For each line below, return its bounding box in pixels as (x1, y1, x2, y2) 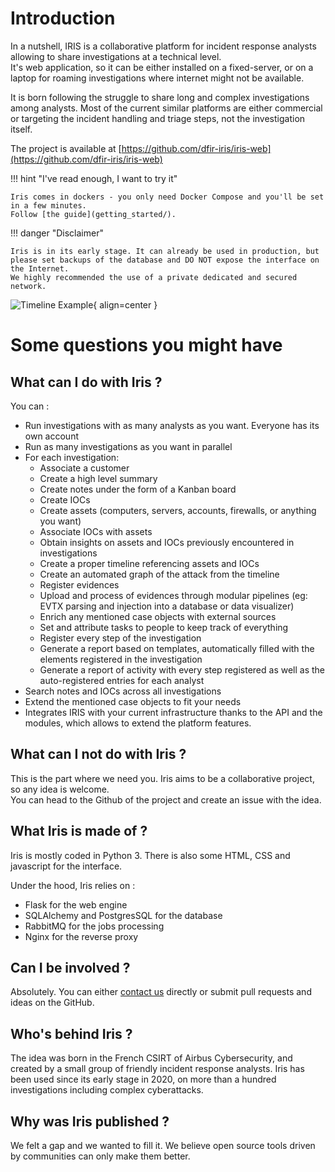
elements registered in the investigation (39, 653, 203, 665)
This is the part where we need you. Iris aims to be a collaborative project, (10, 772, 315, 784)
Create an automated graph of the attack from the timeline (39, 568, 280, 580)
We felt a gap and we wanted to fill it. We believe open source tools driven (10, 1140, 316, 1151)
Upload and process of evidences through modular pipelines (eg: (39, 589, 308, 601)
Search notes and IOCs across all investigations (24, 685, 222, 697)
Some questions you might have (10, 334, 283, 357)
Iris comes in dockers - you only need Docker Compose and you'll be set (10, 192, 325, 202)
